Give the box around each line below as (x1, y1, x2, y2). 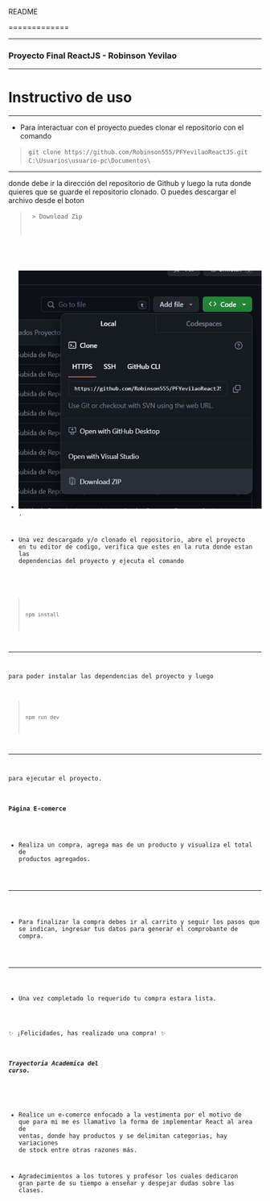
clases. (18, 1187, 44, 1195)
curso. (8, 1066, 31, 1075)
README (8, 7, 39, 16)
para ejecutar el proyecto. (8, 775, 103, 783)
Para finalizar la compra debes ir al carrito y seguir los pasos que (18, 917, 260, 926)
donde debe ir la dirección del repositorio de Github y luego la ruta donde (8, 179, 252, 188)
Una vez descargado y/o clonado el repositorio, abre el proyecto (18, 536, 246, 544)
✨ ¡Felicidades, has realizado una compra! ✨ (8, 1029, 166, 1037)
